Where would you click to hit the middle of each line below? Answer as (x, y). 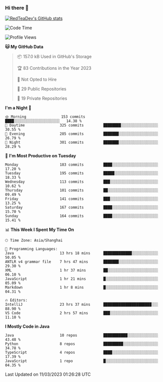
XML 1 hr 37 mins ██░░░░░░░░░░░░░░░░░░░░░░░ (82, 271)
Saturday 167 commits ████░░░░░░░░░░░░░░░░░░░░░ (82, 208)
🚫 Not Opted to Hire (37, 80)
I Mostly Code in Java (27, 326)
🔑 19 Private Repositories (42, 98)
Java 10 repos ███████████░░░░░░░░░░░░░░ (82, 336)
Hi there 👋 (17, 8)
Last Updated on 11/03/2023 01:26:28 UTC (48, 374)
